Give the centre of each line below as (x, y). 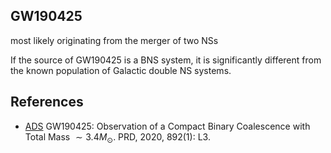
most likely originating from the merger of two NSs (114, 40)
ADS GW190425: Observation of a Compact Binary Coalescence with (167, 126)
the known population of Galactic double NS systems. (121, 70)
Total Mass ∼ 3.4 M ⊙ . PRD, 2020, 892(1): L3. (117, 137)
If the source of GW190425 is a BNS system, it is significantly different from (166, 60)
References (47, 102)
